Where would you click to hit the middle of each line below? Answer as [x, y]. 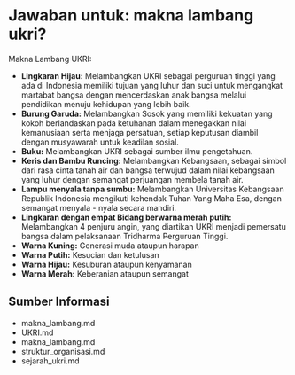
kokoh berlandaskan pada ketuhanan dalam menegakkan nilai [134, 123]
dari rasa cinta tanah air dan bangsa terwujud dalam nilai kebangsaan [148, 170]
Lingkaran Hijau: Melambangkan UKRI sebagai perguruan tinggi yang [148, 75]
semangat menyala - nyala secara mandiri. [99, 207]
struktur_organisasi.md [63, 351]
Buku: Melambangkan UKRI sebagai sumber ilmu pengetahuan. [137, 151]
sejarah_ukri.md [50, 361]
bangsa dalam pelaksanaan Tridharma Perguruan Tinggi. [124, 236]
